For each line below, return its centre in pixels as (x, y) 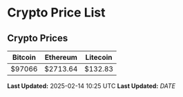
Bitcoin (24, 57)
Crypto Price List (56, 13)
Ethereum (61, 57)
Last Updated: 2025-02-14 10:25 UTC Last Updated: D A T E (91, 86)
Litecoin (99, 57)
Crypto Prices (38, 38)
